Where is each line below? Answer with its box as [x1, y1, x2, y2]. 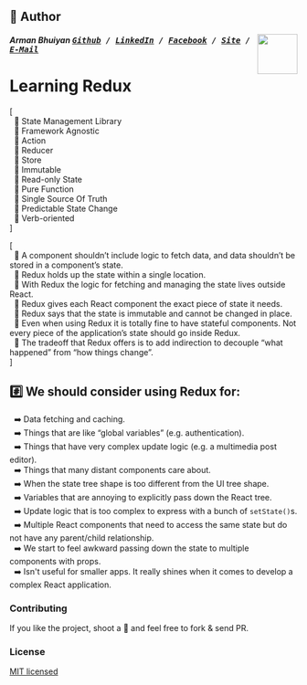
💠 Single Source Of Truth [13, 193, 108, 204]
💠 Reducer [13, 144, 54, 155]
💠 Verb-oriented [13, 212, 75, 224]
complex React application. [9, 579, 111, 590]
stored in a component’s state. [9, 259, 123, 270]
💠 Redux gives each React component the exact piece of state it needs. [13, 298, 283, 309]
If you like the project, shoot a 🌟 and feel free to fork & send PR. [9, 623, 249, 634]
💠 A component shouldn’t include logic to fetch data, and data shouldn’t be [13, 249, 296, 260]
